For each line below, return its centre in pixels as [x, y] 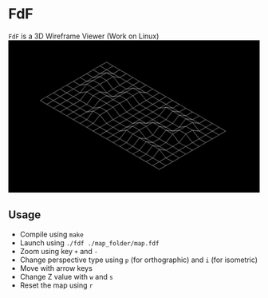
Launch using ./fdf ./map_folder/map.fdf [89, 242]
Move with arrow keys [56, 268]
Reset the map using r [56, 285]
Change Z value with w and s [66, 276]
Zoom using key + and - [59, 251]
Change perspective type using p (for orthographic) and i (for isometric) [138, 260]
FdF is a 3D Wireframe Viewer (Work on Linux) [84, 36]
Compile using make [51, 234]
